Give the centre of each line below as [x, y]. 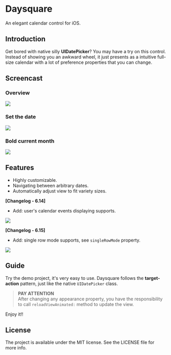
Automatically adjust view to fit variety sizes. [59, 191]
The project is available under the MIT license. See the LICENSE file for [80, 342]
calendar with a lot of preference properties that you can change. [83, 62]
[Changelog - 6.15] [25, 230]
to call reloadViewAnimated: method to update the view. [76, 304]
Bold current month [30, 141]
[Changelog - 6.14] [26, 201]
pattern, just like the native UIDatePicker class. [69, 283]
